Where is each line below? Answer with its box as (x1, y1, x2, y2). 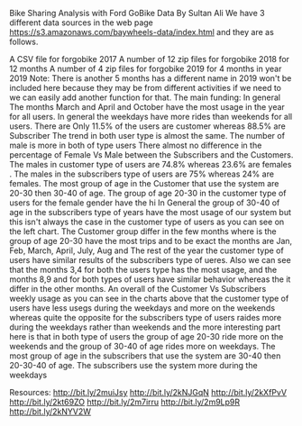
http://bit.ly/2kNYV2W (9, 406, 92, 417)
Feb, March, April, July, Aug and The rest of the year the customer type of (9, 245, 284, 256)
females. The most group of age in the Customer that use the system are (9, 178, 279, 188)
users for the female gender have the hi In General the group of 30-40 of (9, 197, 280, 208)
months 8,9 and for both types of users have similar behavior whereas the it (9, 274, 291, 285)
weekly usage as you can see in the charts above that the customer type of (9, 293, 289, 304)
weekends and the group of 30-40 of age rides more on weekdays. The (9, 341, 277, 351)
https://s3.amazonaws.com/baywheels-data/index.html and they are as (9, 27, 275, 37)
